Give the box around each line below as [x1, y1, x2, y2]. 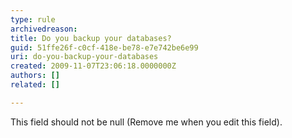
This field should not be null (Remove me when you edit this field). [10, 116, 283, 128]
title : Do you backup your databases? [10, 33, 172, 43]
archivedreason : [10, 24, 78, 34]
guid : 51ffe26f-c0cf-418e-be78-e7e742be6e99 [10, 42, 199, 53]
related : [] [10, 80, 60, 90]
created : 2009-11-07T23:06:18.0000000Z [10, 61, 177, 71]
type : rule [10, 14, 56, 25]
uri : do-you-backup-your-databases [10, 52, 159, 62]
